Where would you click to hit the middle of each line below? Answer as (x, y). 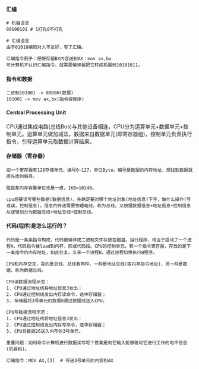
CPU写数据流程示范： (28, 313)
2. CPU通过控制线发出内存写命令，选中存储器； (56, 325)
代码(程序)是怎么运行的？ (37, 226)
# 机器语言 (18, 23)
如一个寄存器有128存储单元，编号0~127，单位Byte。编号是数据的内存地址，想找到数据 (97, 170)
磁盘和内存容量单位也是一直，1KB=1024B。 (51, 188)
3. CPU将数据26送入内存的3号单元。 (45, 332)
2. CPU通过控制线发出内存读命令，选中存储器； (56, 295)
